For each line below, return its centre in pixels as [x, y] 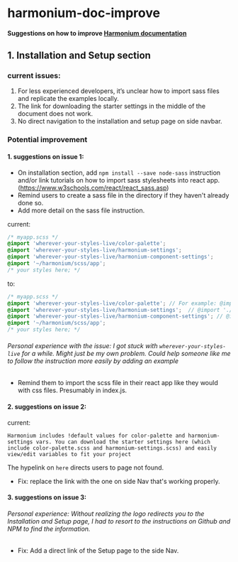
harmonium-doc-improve [84, 13]
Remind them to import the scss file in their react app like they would [118, 383]
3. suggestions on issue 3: [47, 497]
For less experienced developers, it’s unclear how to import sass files [118, 91]
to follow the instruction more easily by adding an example [93, 361]
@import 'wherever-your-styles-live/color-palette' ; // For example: [112, 303]
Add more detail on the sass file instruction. [81, 210]
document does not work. [55, 114]
